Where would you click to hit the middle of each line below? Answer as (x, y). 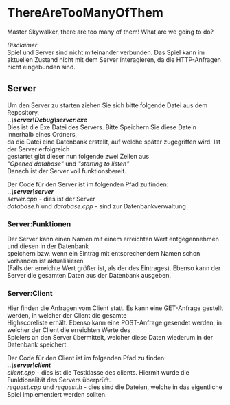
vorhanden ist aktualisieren (45, 261)
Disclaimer (22, 45)
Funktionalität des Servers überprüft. (59, 380)
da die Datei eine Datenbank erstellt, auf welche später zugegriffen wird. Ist (114, 142)
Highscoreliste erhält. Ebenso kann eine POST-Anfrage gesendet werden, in (114, 323)
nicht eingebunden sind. (41, 67)
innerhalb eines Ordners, (42, 134)
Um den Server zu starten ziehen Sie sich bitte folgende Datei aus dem (107, 105)
